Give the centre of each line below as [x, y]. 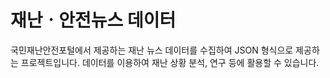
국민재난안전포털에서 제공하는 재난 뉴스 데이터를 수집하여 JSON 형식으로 [152, 50]
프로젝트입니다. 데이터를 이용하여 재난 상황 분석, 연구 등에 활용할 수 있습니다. [170, 62]
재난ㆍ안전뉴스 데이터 [93, 20]
